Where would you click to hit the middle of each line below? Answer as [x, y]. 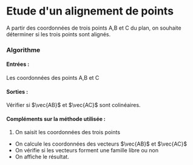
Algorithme [23, 50]
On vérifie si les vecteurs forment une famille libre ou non [87, 150]
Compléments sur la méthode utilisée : [56, 118]
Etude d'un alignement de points [90, 11]
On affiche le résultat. [42, 157]
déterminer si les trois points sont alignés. [59, 34]
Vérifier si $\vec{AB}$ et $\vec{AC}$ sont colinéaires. [73, 105]
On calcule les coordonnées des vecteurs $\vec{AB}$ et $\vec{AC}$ [101, 144]
